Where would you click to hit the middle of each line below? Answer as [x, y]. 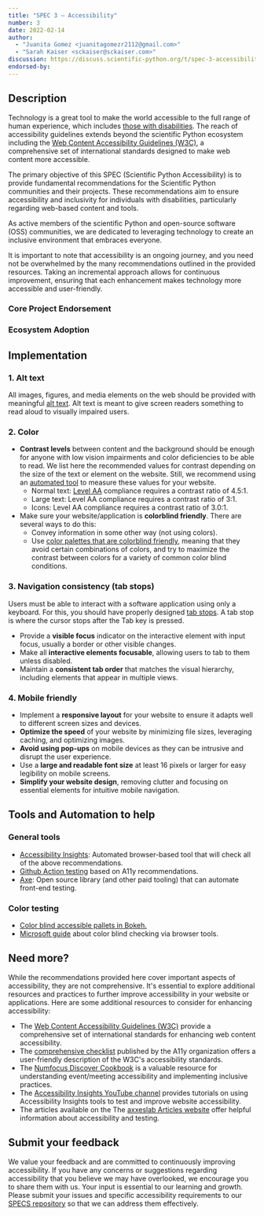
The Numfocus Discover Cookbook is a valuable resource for [118, 1067]
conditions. [49, 566]
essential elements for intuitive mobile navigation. [99, 790]
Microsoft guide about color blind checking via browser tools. [119, 934]
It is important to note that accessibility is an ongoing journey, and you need [131, 255]
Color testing [33, 908]
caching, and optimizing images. [72, 739]
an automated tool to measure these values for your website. [118, 483]
